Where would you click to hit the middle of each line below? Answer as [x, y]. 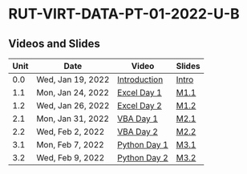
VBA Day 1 [138, 119]
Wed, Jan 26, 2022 [73, 105]
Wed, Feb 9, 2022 [70, 158]
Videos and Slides [54, 44]
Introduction [140, 79]
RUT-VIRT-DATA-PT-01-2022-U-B [124, 14]
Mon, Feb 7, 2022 [70, 145]
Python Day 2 [143, 158]
